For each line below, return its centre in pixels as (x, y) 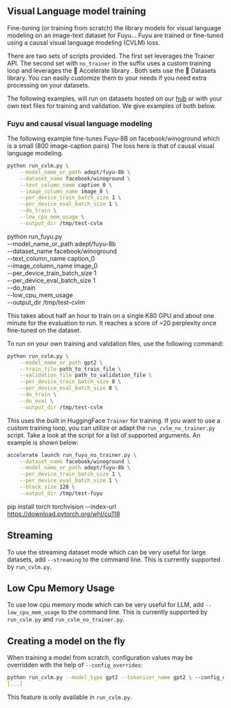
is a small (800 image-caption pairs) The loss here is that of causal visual (111, 146)
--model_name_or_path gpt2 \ (61, 363)
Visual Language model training (77, 11)
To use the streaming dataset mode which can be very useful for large (107, 552)
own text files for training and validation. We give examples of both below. (112, 105)
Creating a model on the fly (66, 641)
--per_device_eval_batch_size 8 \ (69, 388)
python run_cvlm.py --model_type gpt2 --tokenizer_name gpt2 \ (100, 678)
